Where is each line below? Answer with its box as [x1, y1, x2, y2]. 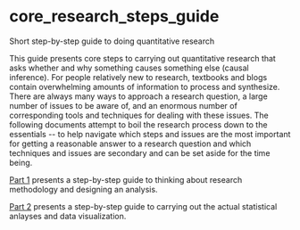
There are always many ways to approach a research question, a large [9, 91, 268, 102]
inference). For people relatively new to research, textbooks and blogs [9, 71, 268, 82]
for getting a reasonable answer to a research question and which [9, 138, 252, 149]
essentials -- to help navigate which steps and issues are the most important [9, 128, 291, 139]
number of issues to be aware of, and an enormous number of [9, 100, 238, 111]
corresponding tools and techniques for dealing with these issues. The [9, 110, 270, 120]
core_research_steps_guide [9, 6, 220, 27]
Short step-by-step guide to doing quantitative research [9, 36, 215, 46]
